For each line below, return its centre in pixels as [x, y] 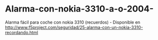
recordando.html [22, 32]
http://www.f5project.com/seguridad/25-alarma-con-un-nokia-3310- [74, 27]
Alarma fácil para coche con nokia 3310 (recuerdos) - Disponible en [73, 22]
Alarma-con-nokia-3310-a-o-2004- [79, 9]
